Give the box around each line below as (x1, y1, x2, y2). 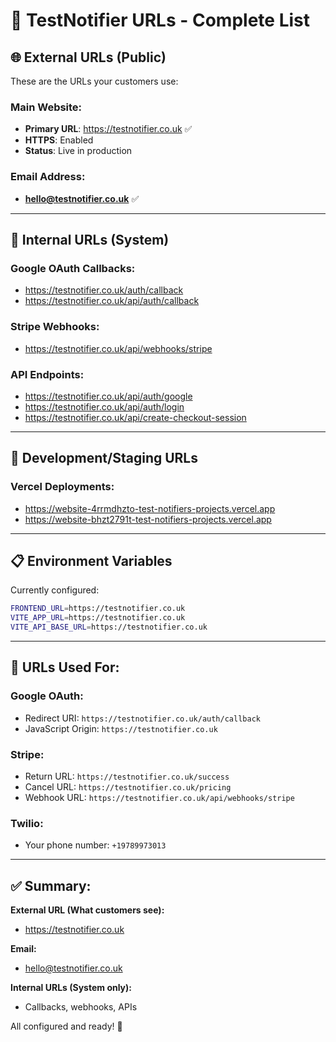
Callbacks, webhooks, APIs (24, 1001, 138, 1013)
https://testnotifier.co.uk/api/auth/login (24, 400, 185, 413)
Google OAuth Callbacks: (10, 261, 136, 275)
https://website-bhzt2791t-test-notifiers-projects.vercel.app (24, 513, 272, 525)
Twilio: (10, 816, 44, 830)
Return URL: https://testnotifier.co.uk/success (24, 770, 230, 782)
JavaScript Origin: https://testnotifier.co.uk (24, 722, 218, 734)
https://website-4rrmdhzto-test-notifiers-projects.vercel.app (24, 502, 276, 514)
